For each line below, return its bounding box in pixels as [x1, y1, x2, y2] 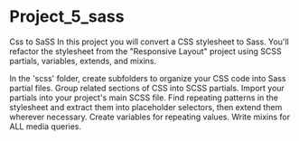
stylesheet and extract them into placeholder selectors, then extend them [9, 101, 283, 112]
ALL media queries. [9, 120, 82, 132]
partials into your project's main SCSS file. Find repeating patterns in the [9, 92, 278, 103]
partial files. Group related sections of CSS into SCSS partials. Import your [9, 82, 285, 93]
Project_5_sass [9, 6, 125, 27]
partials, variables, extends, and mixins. [9, 55, 157, 66]
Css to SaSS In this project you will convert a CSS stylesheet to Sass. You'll [9, 36, 289, 47]
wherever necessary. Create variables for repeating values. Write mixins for [9, 111, 291, 122]
